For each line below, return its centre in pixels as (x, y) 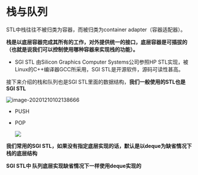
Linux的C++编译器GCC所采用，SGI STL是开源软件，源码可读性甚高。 (99, 69)
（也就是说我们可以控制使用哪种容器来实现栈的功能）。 (72, 49)
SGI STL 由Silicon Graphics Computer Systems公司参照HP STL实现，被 (101, 62)
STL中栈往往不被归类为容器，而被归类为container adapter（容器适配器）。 (96, 29)
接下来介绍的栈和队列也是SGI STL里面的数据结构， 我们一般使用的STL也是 (96, 82)
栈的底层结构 (22, 153)
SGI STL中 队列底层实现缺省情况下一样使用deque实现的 (74, 166)
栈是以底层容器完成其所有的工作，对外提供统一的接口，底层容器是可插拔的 (97, 42)
